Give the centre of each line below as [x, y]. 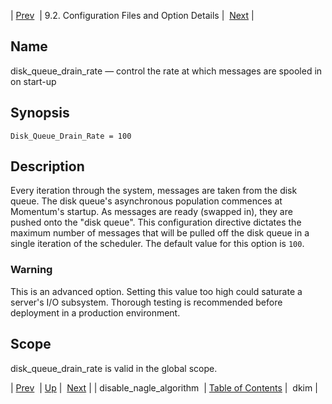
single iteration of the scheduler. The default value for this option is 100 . [157, 244]
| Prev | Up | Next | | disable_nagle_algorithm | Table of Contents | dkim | [164, 387]
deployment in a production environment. [95, 312]
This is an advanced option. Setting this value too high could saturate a [156, 291]
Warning [31, 270]
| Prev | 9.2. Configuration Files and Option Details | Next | [132, 15]
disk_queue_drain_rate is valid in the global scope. [114, 368]
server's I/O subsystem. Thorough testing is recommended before [146, 302]
